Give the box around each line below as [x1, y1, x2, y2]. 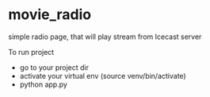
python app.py [19, 80, 67, 89]
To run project [8, 47, 55, 56]
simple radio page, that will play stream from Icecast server [8, 32, 202, 41]
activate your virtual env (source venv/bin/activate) [19, 71, 186, 80]
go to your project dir [19, 62, 90, 72]
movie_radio [8, 6, 92, 24]
